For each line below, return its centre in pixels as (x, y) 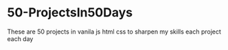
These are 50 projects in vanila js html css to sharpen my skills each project (114, 32)
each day (20, 38)
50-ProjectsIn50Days (70, 13)
